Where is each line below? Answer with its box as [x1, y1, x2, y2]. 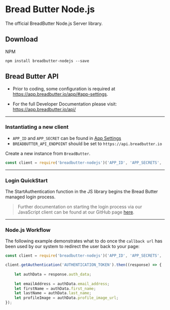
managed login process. [5, 194, 56, 200]
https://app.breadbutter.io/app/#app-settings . [12, 91, 108, 97]
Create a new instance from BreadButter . [5, 150, 91, 156]
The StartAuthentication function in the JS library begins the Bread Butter [5, 189, 158, 195]
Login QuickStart [5, 177, 48, 184]
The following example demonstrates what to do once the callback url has [5, 238, 163, 244]
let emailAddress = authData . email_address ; [14, 281, 110, 286]
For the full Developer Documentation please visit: [12, 100, 117, 107]
